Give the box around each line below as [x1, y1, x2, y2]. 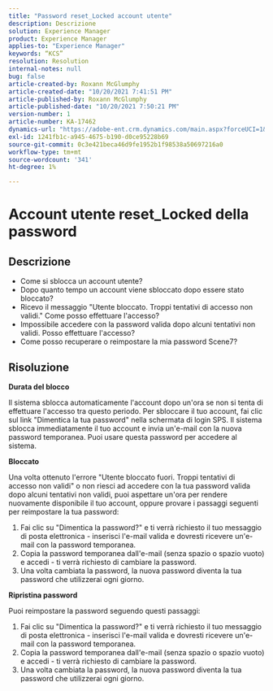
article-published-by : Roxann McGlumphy [8, 95, 148, 103]
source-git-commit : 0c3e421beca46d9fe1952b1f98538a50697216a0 [8, 140, 223, 149]
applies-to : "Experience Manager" [8, 42, 126, 50]
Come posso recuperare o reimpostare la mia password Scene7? [19, 337, 238, 346]
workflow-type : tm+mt [8, 148, 82, 156]
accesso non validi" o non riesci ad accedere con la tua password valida [8, 480, 250, 490]
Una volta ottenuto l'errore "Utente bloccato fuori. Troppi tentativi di [8, 472, 236, 482]
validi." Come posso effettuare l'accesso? [19, 311, 160, 321]
